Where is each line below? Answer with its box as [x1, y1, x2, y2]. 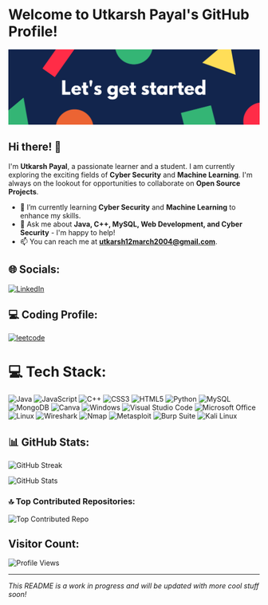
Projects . [8, 187, 39, 196]
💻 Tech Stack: [8, 363, 107, 380]
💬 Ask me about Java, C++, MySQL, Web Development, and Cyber [19, 219, 243, 229]
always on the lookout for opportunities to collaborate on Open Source [8, 178, 241, 188]
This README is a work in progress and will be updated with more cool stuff [8, 581, 259, 591]
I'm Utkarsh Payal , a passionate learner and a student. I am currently [8, 161, 235, 171]
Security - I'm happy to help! [19, 227, 116, 237]
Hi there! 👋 [8, 140, 62, 154]
